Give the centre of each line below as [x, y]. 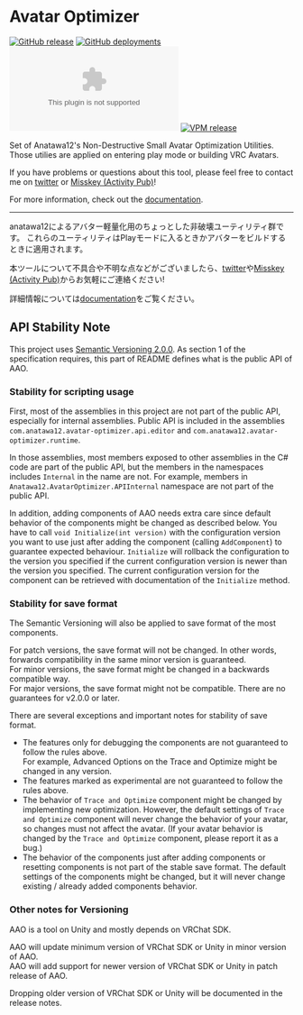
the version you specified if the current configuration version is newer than [148, 562]
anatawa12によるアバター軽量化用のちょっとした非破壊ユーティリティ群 [143, 226]
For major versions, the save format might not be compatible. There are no [147, 689]
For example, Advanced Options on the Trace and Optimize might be [150, 762]
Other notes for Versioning [69, 910]
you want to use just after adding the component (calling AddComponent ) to [146, 542]
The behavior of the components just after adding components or [144, 857]
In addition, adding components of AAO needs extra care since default [140, 513]
